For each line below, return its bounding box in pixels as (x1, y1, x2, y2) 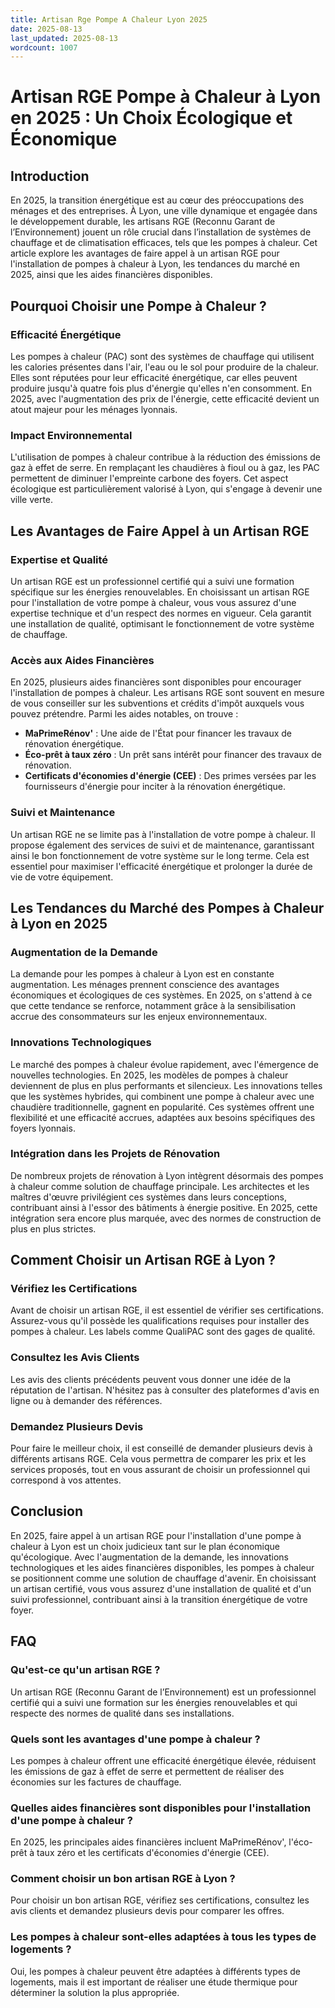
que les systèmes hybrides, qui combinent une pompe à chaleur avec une (10, 1090, 315, 1102)
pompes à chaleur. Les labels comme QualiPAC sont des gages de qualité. (10, 1326, 316, 1338)
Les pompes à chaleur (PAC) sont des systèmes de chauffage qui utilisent (10, 350, 315, 362)
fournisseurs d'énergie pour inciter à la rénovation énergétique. (24, 781, 287, 793)
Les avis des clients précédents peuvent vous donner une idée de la (10, 1373, 292, 1385)
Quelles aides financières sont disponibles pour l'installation (10, 1801, 312, 1815)
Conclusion (10, 1503, 84, 1520)
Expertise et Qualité (10, 552, 109, 566)
